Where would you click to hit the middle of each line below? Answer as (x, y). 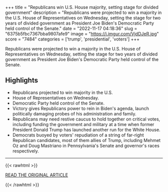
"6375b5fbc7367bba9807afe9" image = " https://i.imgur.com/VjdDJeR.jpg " (82, 34)
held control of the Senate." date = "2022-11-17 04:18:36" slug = (71, 28)
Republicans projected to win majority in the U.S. (62, 92)
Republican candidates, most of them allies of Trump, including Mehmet (86, 140)
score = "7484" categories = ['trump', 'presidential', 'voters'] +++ (72, 39)
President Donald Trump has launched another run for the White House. (86, 129)
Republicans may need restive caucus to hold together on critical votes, (86, 119)
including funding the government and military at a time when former (83, 124)
